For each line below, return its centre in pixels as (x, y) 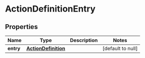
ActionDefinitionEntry (50, 9)
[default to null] (120, 48)
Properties (21, 27)
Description (84, 40)
